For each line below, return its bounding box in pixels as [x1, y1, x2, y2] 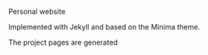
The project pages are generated [8, 37, 119, 47]
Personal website [8, 7, 66, 16]
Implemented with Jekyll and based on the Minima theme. [8, 22, 201, 31]
